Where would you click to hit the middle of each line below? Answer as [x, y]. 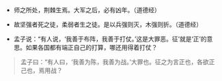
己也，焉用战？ [41, 70]
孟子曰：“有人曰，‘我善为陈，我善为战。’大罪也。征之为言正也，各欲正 [117, 62]
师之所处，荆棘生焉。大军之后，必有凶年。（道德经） [87, 10]
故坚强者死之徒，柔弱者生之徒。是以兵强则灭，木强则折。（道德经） [108, 25]
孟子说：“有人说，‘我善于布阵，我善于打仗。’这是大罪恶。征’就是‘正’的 [110, 39]
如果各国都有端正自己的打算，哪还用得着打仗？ [92, 47]
